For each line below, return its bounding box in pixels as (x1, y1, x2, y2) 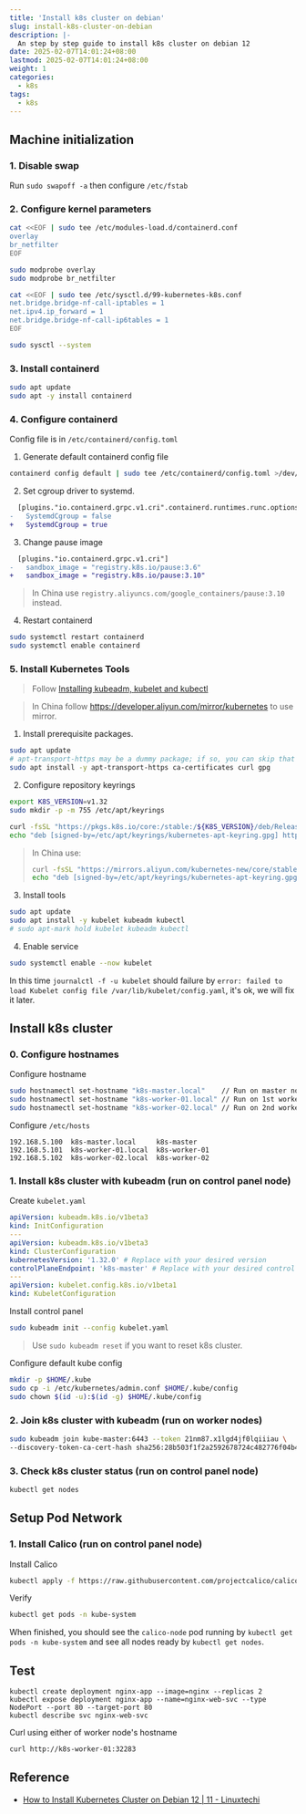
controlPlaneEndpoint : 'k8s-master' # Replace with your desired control (9, 1264, 296, 1273)
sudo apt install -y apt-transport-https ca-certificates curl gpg (9, 763, 271, 772)
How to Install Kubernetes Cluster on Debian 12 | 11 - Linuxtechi (22, 1794, 260, 1805)
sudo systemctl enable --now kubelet (9, 959, 153, 968)
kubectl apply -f (9, 1576, 76, 1585)
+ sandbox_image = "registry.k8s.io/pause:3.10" (9, 571, 206, 580)
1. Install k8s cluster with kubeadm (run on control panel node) (9, 1174, 291, 1187)
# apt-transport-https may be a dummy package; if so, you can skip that (9, 754, 296, 764)
